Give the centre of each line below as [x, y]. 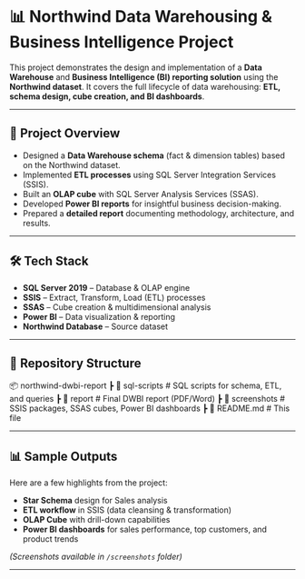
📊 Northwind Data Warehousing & [141, 17]
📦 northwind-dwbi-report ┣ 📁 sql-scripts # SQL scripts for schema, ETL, [146, 385]
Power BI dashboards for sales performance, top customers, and [145, 529]
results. [37, 223]
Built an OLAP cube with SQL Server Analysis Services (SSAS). [140, 194]
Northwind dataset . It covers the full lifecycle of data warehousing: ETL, [145, 86]
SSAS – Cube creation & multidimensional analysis [117, 307]
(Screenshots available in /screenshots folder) [96, 557]
